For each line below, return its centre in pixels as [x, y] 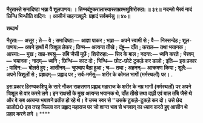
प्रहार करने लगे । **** [28, 114]
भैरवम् [188, 54]
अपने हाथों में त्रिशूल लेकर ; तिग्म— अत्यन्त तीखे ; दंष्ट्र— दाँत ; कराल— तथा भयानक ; [105, 47]
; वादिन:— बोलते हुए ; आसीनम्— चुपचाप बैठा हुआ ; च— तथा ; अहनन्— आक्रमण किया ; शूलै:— [99, 68]
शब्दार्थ [12, 28]
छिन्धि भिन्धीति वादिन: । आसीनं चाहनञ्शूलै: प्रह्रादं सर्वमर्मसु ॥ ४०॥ [68, 16]
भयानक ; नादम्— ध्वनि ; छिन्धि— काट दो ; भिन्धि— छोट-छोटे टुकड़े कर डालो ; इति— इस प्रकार [105, 61]
